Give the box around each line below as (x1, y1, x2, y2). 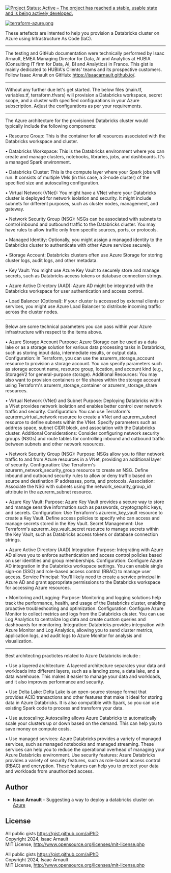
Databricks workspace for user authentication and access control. (5, 288, 144, 294)
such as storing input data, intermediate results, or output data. (5, 350, 137, 356)
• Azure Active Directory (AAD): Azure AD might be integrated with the (5, 282, 154, 289)
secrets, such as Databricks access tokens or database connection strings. (5, 273, 163, 278)
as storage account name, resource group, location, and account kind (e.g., (5, 366, 164, 372)
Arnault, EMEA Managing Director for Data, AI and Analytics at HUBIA (5, 56, 151, 61)
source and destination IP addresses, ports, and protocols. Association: (5, 478, 155, 484)
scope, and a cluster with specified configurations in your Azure (5, 98, 140, 103)
